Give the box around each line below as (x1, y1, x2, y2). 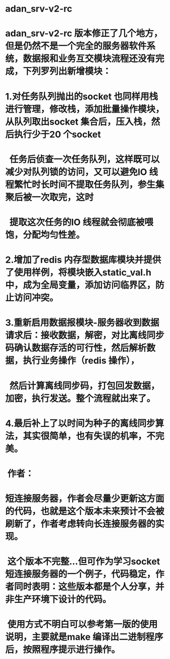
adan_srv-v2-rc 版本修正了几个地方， (5, 28, 163, 39)
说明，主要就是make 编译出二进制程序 (5, 631, 163, 643)
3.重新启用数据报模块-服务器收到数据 (5, 317, 159, 328)
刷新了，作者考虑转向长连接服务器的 (5, 519, 156, 530)
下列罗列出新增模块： (23, 66, 112, 77)
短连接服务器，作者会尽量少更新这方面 (5, 493, 165, 504)
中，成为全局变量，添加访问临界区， (5, 279, 156, 291)
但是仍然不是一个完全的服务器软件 (5, 40, 147, 52)
